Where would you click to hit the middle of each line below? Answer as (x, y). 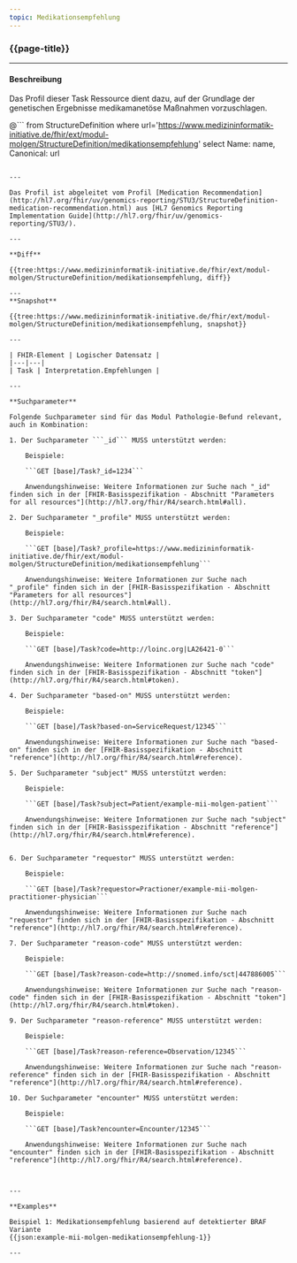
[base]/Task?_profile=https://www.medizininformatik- (153, 549)
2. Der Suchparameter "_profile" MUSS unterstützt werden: (120, 518)
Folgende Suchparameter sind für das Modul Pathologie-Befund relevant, (146, 417)
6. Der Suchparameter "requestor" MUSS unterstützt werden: (122, 859)
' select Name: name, (237, 144)
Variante (25, 1230)
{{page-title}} (40, 48)
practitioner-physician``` (59, 897)
